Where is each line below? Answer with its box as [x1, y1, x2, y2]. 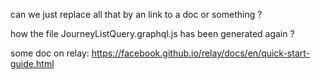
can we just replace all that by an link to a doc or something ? [10, 9, 263, 20]
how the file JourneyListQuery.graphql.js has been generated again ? [10, 28, 295, 39]
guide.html [10, 58, 55, 69]
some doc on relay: [10, 47, 90, 59]
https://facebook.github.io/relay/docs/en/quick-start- [91, 47, 310, 59]
